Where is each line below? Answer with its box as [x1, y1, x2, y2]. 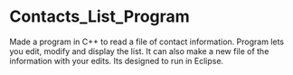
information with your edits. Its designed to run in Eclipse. [9, 55, 224, 66]
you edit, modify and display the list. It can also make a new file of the [9, 45, 269, 56]
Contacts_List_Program [9, 6, 190, 27]
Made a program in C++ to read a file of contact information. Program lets [9, 36, 285, 47]
